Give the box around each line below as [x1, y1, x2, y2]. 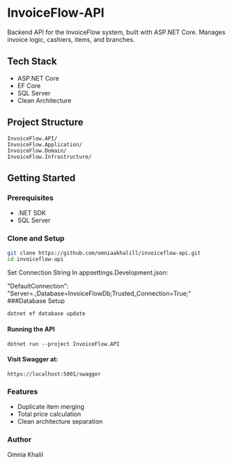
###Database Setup [7, 297, 65, 305]
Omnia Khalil [7, 451, 44, 459]
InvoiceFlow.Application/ [7, 141, 82, 148]
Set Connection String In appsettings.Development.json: [7, 268, 169, 277]
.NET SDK [17, 209, 47, 217]
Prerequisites [7, 193, 54, 203]
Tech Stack [7, 56, 57, 68]
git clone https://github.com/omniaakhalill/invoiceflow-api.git [7, 249, 201, 256]
